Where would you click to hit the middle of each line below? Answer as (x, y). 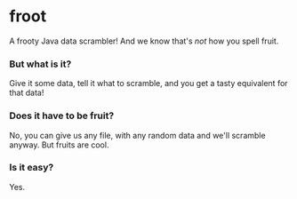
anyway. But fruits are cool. (59, 145)
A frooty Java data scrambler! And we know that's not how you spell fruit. (144, 41)
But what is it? (40, 64)
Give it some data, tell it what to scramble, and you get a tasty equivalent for (148, 84)
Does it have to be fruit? (62, 115)
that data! (27, 93)
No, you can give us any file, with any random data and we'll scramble (137, 135)
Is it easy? (32, 168)
